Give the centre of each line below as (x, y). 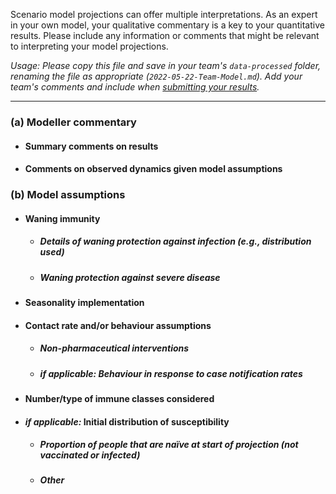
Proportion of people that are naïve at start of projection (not (169, 445)
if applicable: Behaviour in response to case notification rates (171, 373)
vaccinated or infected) (90, 455)
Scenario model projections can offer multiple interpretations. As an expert (164, 14)
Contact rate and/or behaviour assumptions (118, 325)
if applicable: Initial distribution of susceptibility (127, 421)
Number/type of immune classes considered (119, 398)
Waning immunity (62, 218)
